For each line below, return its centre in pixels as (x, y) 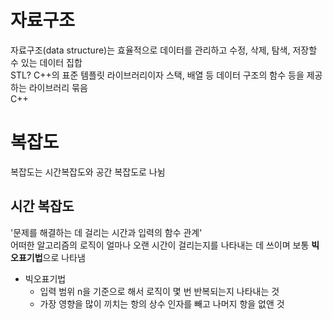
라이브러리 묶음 (58, 87)
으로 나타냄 (64, 257)
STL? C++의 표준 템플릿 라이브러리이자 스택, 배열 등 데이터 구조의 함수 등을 (157, 75)
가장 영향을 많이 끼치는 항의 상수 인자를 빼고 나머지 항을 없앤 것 (162, 303)
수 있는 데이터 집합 (46, 62)
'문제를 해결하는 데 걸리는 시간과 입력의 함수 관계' (106, 232)
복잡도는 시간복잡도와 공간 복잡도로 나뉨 (88, 172)
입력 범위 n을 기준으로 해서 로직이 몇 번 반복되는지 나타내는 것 (159, 291)
